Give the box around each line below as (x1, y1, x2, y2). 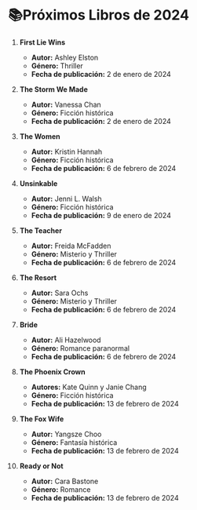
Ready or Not (19, 461, 64, 471)
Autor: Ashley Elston (31, 53, 99, 62)
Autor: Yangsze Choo (31, 429, 102, 439)
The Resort (19, 272, 57, 282)
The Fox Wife (19, 413, 64, 424)
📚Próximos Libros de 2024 (8, 6, 190, 24)
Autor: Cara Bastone (31, 476, 99, 486)
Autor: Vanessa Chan (31, 100, 102, 109)
